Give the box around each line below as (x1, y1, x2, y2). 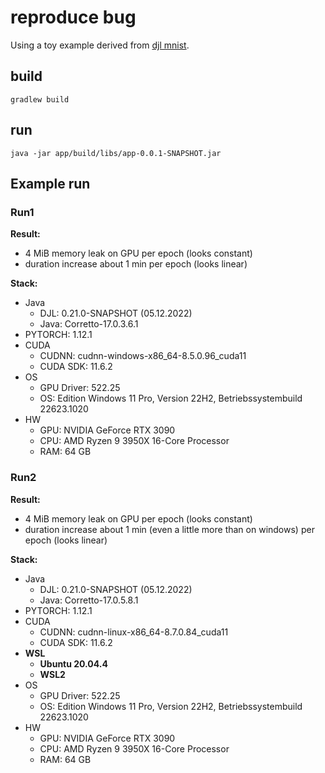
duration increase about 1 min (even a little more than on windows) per (24, 523, 315, 535)
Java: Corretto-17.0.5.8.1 (39, 594, 139, 606)
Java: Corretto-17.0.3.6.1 (39, 318, 139, 330)
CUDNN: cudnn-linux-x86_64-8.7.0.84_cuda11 (39, 626, 229, 638)
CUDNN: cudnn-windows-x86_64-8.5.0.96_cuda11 (39, 350, 247, 362)
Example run (10, 175, 91, 192)
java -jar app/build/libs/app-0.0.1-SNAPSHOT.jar (10, 148, 222, 158)
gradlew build (10, 94, 70, 105)
